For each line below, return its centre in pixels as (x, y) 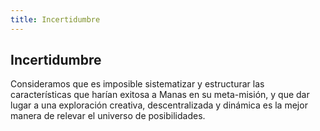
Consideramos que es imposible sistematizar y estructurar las (137, 84)
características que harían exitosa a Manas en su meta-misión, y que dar (160, 95)
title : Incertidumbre (55, 19)
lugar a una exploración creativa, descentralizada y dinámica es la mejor (159, 105)
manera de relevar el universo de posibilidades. (108, 116)
